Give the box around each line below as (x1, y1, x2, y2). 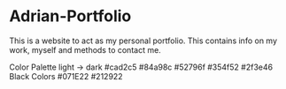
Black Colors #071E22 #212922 (9, 70, 123, 81)
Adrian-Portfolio (9, 6, 132, 26)
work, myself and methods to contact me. (9, 44, 161, 55)
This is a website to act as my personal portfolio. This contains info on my (9, 35, 277, 46)
